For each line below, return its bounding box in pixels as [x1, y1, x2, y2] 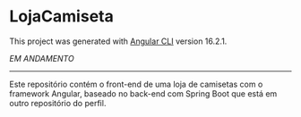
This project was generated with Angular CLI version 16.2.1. [9, 36, 228, 46]
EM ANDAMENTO [9, 53, 74, 63]
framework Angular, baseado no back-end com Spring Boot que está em [9, 88, 278, 99]
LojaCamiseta [9, 6, 114, 27]
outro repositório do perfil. [9, 97, 107, 108]
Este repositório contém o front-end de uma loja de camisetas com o [9, 79, 263, 89]
